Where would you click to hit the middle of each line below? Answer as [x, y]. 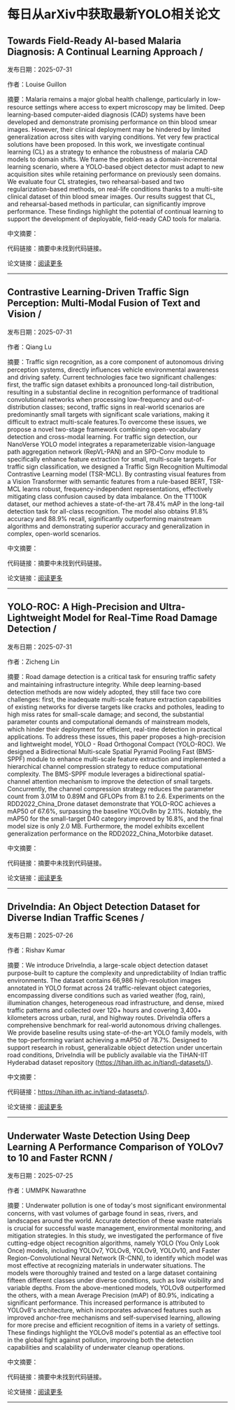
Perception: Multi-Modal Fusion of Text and [104, 303]
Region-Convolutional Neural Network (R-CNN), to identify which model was [117, 1258]
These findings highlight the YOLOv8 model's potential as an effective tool [114, 1333]
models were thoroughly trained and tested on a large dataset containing [112, 1273]
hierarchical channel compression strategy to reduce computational [105, 766]
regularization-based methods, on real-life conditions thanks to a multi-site [115, 189]
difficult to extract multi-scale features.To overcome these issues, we [107, 422]
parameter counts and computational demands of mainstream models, [109, 721]
